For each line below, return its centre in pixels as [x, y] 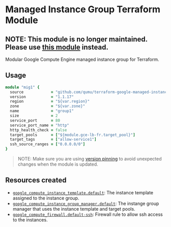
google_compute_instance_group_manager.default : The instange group [86, 203]
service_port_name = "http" [40, 125]
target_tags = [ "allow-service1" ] [53, 140]
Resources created [36, 180]
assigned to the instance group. [46, 198]
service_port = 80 [35, 120]
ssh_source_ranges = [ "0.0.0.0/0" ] [48, 144]
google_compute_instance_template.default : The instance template [83, 192]
